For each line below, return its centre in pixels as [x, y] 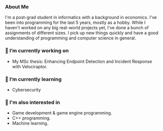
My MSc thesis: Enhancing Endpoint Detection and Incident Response [82, 61]
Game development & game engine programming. [62, 113]
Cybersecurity [27, 90]
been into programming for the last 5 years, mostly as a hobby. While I [75, 22]
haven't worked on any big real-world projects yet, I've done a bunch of [77, 28]
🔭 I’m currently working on [37, 51]
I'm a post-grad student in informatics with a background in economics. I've [81, 18]
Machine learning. [30, 123]
